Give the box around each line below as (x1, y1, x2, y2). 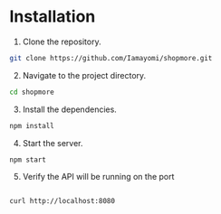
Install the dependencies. (22, 104, 118, 115)
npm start (9, 155, 47, 164)
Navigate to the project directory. (22, 70, 147, 80)
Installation (9, 6, 96, 27)
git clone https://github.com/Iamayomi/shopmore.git (9, 53, 213, 62)
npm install (9, 121, 54, 130)
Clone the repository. (22, 36, 101, 47)
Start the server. (22, 137, 83, 148)
